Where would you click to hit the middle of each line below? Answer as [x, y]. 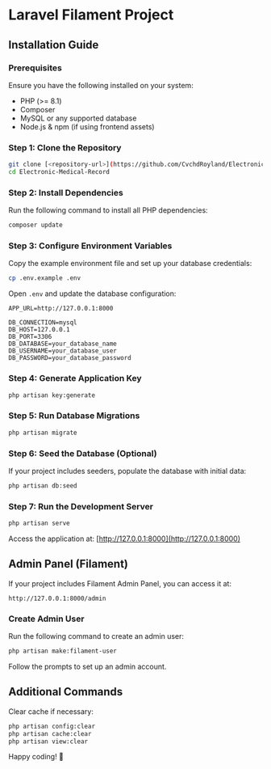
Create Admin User [46, 619]
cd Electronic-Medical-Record [59, 172]
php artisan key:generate [52, 395]
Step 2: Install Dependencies [66, 192]
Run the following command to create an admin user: [96, 636]
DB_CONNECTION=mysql [43, 323]
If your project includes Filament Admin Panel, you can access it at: [120, 583]
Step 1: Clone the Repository [65, 147]
